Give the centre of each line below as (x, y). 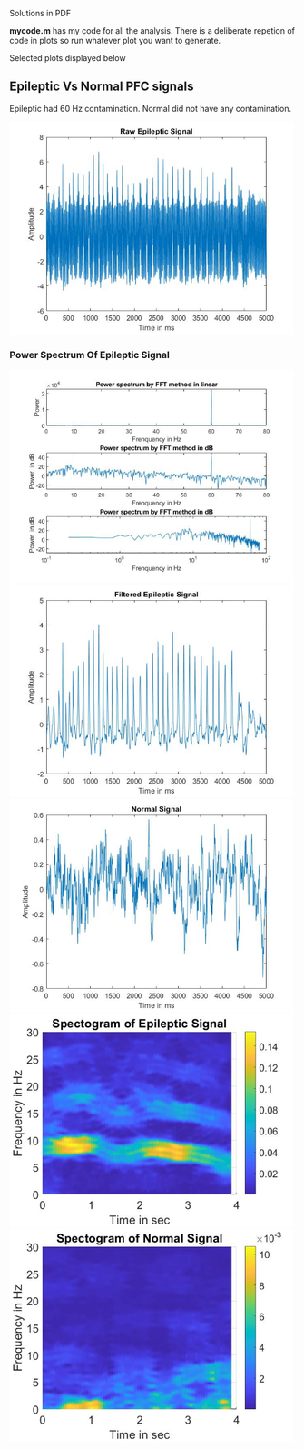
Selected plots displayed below (68, 58)
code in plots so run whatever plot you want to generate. (115, 40)
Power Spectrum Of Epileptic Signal (89, 355)
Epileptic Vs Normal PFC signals (102, 87)
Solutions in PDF (40, 13)
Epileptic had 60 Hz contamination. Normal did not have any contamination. (151, 108)
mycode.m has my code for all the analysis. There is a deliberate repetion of (152, 30)
